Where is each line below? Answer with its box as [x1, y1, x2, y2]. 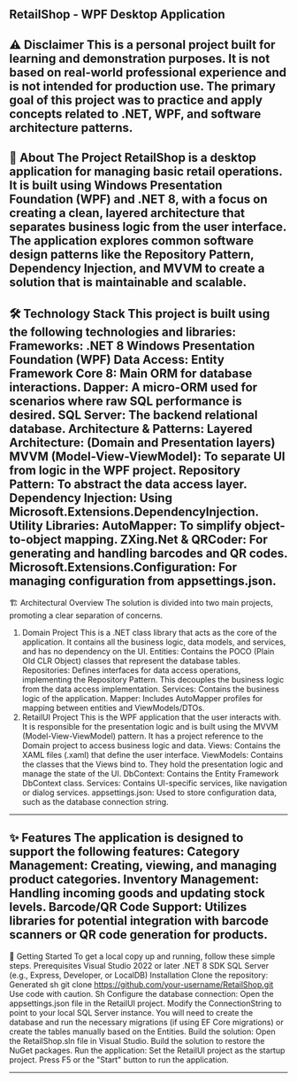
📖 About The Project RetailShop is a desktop [9, 151, 256, 166]
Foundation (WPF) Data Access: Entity [9, 352, 225, 367]
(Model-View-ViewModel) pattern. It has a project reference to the [21, 730, 263, 741]
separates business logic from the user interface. [9, 220, 287, 235]
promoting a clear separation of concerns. [9, 610, 164, 621]
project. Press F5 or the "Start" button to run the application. [9, 1054, 229, 1065]
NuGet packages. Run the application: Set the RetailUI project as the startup [9, 1045, 286, 1055]
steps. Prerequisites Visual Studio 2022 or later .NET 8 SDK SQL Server [9, 960, 270, 970]
